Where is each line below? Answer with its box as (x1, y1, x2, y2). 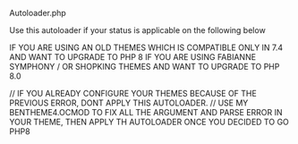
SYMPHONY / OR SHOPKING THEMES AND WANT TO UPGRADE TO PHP (9, 62, 280, 72)
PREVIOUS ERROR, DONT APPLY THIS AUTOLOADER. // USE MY (9, 97, 249, 108)
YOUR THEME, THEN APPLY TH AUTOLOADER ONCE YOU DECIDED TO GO (9, 116, 289, 127)
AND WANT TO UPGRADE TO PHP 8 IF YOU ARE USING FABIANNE (9, 52, 257, 62)
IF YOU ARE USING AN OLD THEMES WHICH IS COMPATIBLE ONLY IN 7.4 (9, 42, 284, 53)
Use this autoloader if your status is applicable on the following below (9, 25, 266, 35)
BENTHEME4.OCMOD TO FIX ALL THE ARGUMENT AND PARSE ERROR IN (9, 107, 284, 117)
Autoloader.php (9, 8, 67, 18)
